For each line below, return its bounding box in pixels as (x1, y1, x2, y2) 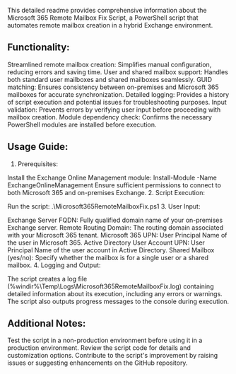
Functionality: (7, 42, 70, 54)
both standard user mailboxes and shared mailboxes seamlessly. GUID (7, 75, 213, 83)
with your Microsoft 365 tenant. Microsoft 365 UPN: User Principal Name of (7, 230, 228, 239)
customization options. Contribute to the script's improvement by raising (7, 351, 218, 360)
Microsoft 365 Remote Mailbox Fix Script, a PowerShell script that (7, 13, 199, 22)
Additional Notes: (7, 317, 86, 329)
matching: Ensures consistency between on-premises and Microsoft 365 (7, 83, 219, 91)
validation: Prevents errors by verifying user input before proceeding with (7, 105, 221, 114)
